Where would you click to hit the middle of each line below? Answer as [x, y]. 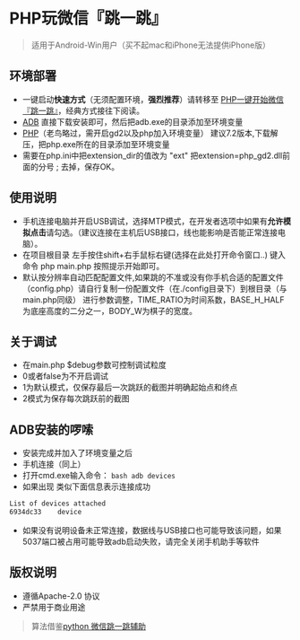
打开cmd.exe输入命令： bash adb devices [99, 476]
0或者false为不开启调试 [65, 376]
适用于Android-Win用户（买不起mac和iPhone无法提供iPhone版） [150, 45]
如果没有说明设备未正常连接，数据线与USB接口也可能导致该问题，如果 [152, 530]
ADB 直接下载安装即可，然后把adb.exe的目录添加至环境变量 [133, 121]
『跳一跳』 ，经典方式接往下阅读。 [83, 110]
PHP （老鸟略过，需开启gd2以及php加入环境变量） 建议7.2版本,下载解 [150, 133]
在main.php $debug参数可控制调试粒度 [94, 365]
